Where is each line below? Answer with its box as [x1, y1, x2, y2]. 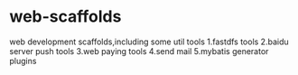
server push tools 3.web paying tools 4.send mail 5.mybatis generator [9, 45, 269, 56]
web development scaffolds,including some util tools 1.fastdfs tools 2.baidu [9, 36, 289, 47]
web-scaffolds [9, 6, 122, 27]
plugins [9, 55, 37, 66]
